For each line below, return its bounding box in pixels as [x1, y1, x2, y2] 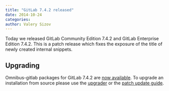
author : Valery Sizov [5, 21, 51, 27]
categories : [5, 17, 31, 22]
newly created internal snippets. [5, 46, 73, 52]
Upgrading [5, 61, 40, 70]
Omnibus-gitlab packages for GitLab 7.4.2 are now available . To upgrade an [5, 75, 164, 81]
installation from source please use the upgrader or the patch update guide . [5, 80, 164, 86]
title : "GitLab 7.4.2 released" [5, 7, 74, 13]
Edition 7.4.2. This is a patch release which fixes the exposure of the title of [5, 41, 163, 47]
